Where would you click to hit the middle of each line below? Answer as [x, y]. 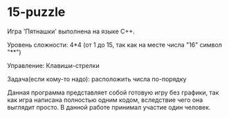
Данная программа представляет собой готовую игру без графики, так [113, 92]
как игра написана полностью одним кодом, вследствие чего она [105, 100]
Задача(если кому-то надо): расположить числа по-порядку [97, 79]
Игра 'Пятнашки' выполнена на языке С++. [71, 31]
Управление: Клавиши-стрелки [53, 65]
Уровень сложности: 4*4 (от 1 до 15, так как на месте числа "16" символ [115, 44]
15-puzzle [36, 12]
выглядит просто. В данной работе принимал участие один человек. [109, 107]
